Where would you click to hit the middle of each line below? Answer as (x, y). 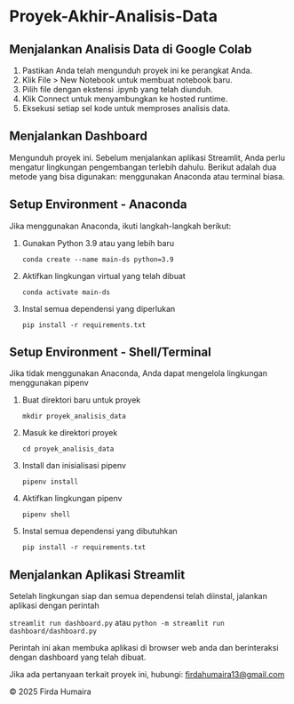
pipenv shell (46, 515)
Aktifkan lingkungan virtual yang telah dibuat (104, 276)
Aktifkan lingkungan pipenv (72, 499)
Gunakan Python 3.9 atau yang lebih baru (98, 243)
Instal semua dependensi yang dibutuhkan (99, 532)
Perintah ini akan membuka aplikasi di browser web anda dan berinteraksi (144, 648)
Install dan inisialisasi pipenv (74, 466)
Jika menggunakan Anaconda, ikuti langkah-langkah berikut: (120, 226)
